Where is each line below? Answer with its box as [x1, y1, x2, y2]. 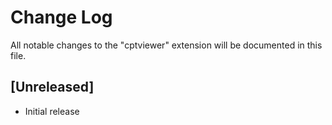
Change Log [10, 6, 113, 29]
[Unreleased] [10, 79, 95, 96]
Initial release [24, 105, 80, 117]
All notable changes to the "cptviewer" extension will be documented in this [10, 39, 323, 51]
